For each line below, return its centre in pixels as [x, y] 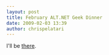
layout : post [23, 12]
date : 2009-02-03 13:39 [37, 23]
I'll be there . [21, 46]
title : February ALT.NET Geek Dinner [55, 18]
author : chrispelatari [35, 29]
